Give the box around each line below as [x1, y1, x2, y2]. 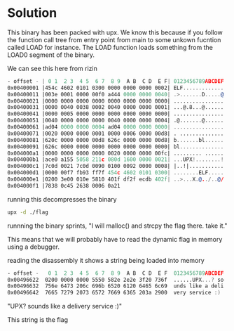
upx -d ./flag [7, 209, 49, 216]
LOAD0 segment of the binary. [7, 51, 95, 59]
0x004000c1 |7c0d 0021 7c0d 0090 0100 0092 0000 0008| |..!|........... [7, 163, 224, 170]
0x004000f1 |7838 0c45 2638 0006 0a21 [7, 182, 121, 189]
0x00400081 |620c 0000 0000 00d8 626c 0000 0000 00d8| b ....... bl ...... [7, 136, 224, 143]
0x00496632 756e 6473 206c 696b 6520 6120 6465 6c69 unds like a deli [7, 283, 224, 290]
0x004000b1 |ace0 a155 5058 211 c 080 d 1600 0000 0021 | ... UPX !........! [7, 156, 224, 163]
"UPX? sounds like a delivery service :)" [7, 302, 123, 311]
